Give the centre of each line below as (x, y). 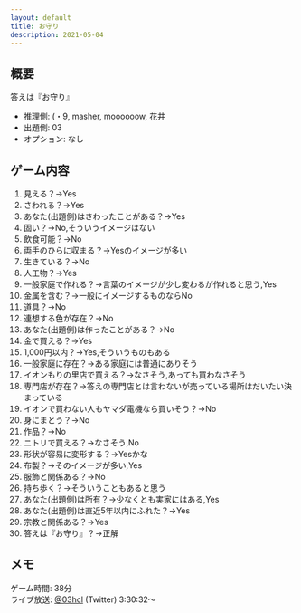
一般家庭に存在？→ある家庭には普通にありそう (110, 364)
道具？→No (45, 307)
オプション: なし (53, 139)
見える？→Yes (50, 194)
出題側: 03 (42, 128)
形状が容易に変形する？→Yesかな (85, 454)
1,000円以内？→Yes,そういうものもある (97, 352)
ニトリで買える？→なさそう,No (81, 443)
